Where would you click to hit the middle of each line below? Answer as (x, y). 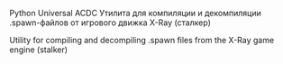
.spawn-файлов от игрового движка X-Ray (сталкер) (110, 23)
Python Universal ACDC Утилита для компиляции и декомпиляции (135, 13)
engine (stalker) (39, 50)
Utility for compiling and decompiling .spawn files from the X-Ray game (142, 40)
